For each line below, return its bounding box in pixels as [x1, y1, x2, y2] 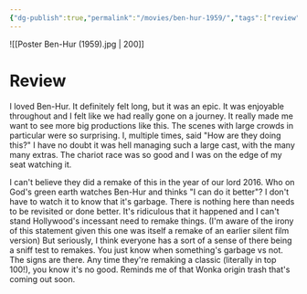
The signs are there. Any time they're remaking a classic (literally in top [9, 254, 277, 265]
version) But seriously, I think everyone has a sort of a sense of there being [9, 235, 292, 246]
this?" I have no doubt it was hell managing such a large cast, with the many [9, 139, 295, 151]
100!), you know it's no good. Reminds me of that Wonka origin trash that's [9, 264, 291, 275]
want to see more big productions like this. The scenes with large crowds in [9, 120, 294, 131]
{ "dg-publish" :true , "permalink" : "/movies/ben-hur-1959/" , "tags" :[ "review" [9, 13, 301, 23]
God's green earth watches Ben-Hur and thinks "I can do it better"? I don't [9, 186, 290, 197]
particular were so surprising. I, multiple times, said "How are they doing [9, 130, 281, 141]
